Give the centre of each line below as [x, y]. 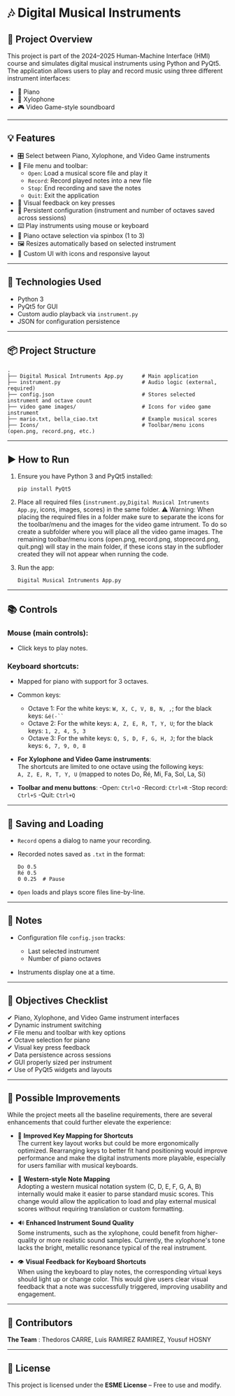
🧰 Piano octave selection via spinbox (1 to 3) [81, 235]
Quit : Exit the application [63, 195]
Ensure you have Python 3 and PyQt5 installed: [85, 477]
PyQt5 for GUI [37, 306]
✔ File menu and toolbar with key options [66, 1032]
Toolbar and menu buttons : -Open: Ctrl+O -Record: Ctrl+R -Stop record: [122, 788]
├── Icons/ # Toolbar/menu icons [106, 425]
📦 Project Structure [52, 351]
